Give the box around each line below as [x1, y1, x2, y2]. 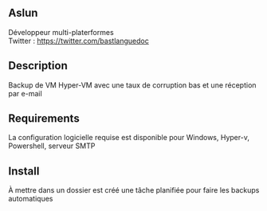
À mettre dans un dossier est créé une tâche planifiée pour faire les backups [8, 186, 260, 195]
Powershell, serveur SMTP [8, 141, 96, 150]
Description [8, 59, 68, 72]
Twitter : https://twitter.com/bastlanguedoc [8, 36, 149, 45]
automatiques [8, 194, 53, 204]
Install [8, 164, 40, 178]
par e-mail [8, 88, 42, 98]
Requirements [8, 111, 80, 126]
